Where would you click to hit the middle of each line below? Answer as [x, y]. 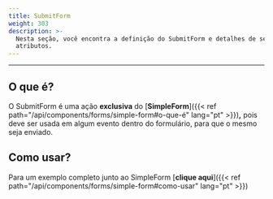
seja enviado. [31, 132]
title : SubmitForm [39, 16]
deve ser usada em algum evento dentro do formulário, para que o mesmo [133, 123]
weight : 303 [28, 24]
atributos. [34, 46]
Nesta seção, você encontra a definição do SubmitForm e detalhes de [136, 39]
